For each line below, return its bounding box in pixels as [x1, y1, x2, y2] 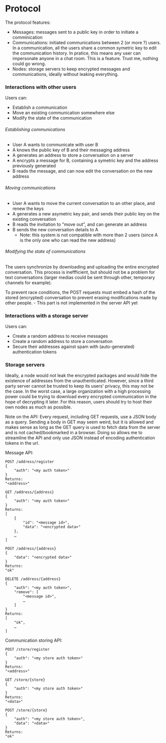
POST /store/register [5, 647, 50, 652]
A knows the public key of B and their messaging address [12, 147, 130, 153]
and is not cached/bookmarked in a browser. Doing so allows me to [5, 430, 143, 436]
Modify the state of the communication [12, 115, 92, 121]
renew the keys [12, 205, 44, 211]
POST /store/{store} [5, 708, 48, 713]
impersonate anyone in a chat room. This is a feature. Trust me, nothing [12, 55, 159, 61]
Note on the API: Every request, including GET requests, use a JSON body [5, 414, 157, 420]
